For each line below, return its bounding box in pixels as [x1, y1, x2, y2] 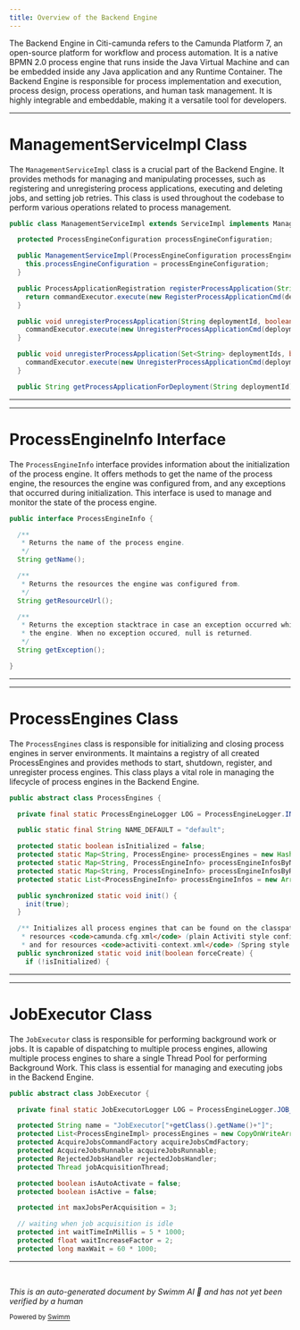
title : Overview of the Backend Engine [9, 13, 158, 22]
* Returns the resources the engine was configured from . [21, 579, 242, 588]
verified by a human [9, 1295, 84, 1306]
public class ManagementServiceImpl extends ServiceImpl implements [9, 219, 270, 228]
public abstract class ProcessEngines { [9, 793, 162, 803]
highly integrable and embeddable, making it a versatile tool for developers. [9, 95, 287, 105]
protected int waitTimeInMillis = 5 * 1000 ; [17, 1228, 186, 1237]
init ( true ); [25, 899, 70, 908]
